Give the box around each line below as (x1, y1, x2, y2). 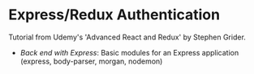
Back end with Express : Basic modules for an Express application (19, 47, 239, 57)
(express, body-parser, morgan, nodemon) (19, 56, 163, 66)
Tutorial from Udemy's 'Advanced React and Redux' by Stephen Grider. (8, 32, 246, 42)
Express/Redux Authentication (8, 6, 221, 24)
